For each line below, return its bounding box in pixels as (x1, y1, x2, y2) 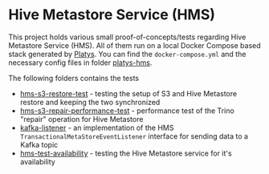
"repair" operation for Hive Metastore (19, 114, 144, 123)
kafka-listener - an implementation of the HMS (19, 123, 174, 132)
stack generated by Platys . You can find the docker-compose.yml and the (8, 49, 247, 59)
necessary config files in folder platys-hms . (8, 58, 153, 67)
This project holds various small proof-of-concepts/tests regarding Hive (8, 32, 247, 42)
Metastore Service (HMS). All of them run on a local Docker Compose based (8, 40, 261, 50)
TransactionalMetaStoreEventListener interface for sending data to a (19, 131, 249, 141)
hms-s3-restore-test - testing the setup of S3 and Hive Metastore (19, 88, 238, 98)
